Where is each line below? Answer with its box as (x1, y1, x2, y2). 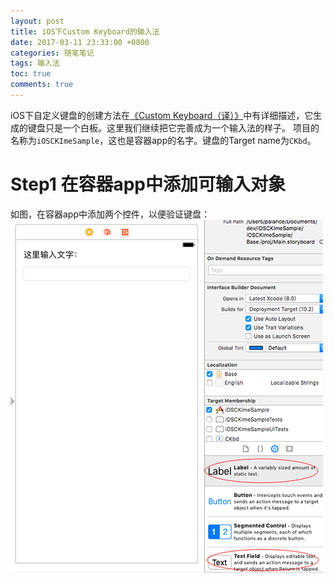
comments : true (10, 80, 74, 90)
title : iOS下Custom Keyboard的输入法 (10, 26, 160, 37)
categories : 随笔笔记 (10, 48, 95, 58)
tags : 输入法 (10, 58, 60, 69)
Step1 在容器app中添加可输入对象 (10, 173, 286, 196)
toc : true (10, 69, 52, 79)
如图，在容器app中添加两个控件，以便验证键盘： (10, 208, 211, 220)
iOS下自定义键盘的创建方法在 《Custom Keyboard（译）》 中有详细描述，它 (10, 109, 314, 121)
